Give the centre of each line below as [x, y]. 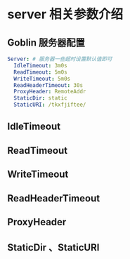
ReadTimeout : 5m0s [41, 72]
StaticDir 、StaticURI [53, 247]
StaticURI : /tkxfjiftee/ [50, 105]
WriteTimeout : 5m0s [42, 79]
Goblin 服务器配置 [46, 42]
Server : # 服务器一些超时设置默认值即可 [60, 59]
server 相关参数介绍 [65, 14]
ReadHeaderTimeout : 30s [48, 85]
